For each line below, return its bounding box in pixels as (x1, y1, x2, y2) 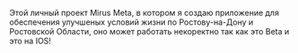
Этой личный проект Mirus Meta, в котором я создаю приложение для (9, 8, 280, 18)
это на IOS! (9, 35, 52, 46)
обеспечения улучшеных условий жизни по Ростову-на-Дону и (9, 17, 254, 27)
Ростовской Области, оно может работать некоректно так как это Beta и (9, 26, 290, 36)
